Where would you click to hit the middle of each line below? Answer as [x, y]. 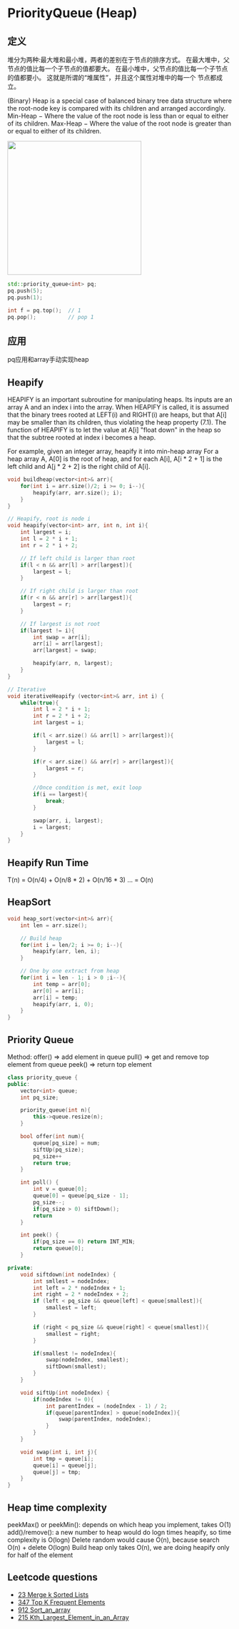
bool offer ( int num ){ [52, 1137]
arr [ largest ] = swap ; [65, 651]
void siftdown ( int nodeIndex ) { [68, 1274]
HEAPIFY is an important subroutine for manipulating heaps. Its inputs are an [120, 400]
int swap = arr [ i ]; [62, 637]
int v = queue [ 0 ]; [60, 1189]
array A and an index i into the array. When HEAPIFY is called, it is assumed [118, 407]
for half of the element [40, 1555]
